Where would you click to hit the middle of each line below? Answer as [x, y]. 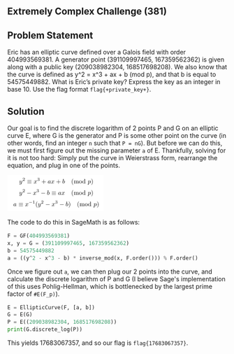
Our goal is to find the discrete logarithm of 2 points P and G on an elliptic [113, 128]
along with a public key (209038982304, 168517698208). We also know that [117, 67]
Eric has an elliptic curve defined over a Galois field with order [97, 52]
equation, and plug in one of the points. [64, 165]
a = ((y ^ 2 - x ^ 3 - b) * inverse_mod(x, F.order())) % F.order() [103, 258]
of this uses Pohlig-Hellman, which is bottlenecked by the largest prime [110, 286]
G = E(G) [20, 315]
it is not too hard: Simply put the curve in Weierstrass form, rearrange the [112, 158]
